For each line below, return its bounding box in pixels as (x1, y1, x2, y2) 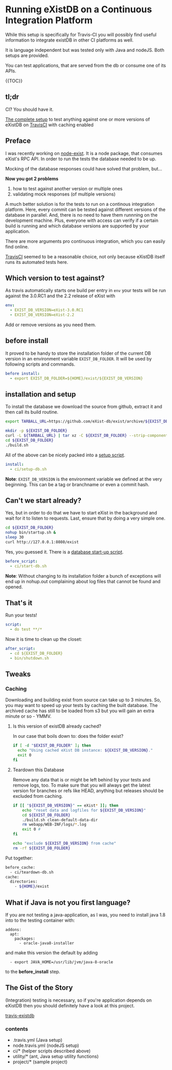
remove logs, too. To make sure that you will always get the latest (12, 782, 151, 788)
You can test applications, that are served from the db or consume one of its (5, 62, 166, 68)
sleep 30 (5, 535, 24, 540)
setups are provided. (5, 52, 49, 59)
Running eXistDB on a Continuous (5, 4, 152, 15)
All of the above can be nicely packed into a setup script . (5, 452, 125, 458)
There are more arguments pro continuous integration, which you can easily (5, 238, 165, 244)
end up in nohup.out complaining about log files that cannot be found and (5, 578, 161, 584)
